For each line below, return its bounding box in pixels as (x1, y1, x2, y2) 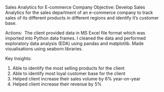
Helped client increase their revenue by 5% (12, 81, 102, 87)
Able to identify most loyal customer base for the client (12, 70, 126, 76)
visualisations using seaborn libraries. (5, 46, 83, 51)
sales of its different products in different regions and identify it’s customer (5, 15, 159, 20)
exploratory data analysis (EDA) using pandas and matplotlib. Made (5, 40, 144, 46)
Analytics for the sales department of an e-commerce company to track (5, 9, 153, 15)
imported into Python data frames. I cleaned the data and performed (5, 35, 146, 41)
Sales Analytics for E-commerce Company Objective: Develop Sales (5, 4, 145, 10)
